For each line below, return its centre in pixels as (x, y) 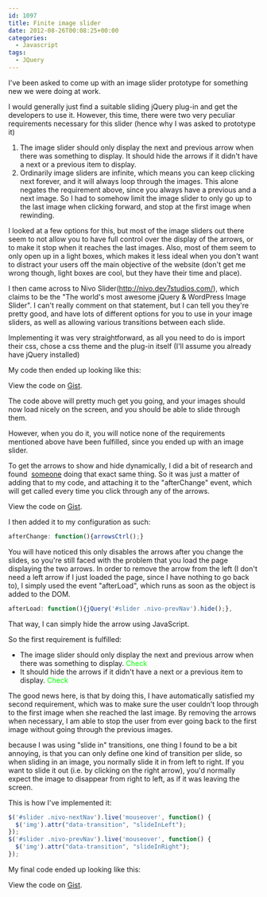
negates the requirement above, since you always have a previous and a (138, 190)
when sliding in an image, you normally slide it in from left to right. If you (126, 762)
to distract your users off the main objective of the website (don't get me (127, 264)
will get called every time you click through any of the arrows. (109, 491)
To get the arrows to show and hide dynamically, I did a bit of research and (130, 465)
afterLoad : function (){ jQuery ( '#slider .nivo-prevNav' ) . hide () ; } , (120, 609)
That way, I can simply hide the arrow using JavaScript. (99, 624)
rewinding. (37, 215)
